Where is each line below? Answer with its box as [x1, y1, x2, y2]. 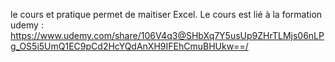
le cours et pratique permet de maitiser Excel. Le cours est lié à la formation [10, 9, 323, 20]
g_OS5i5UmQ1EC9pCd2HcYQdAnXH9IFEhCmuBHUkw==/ [10, 40, 249, 52]
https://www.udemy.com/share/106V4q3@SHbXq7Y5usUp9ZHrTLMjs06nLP [10, 30, 325, 41]
